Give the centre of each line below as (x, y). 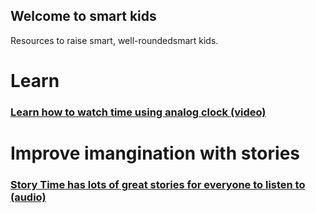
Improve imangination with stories (155, 153)
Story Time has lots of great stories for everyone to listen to (158, 185)
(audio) (28, 197)
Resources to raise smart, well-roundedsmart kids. (114, 40)
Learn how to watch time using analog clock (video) (138, 112)
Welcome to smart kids (83, 16)
